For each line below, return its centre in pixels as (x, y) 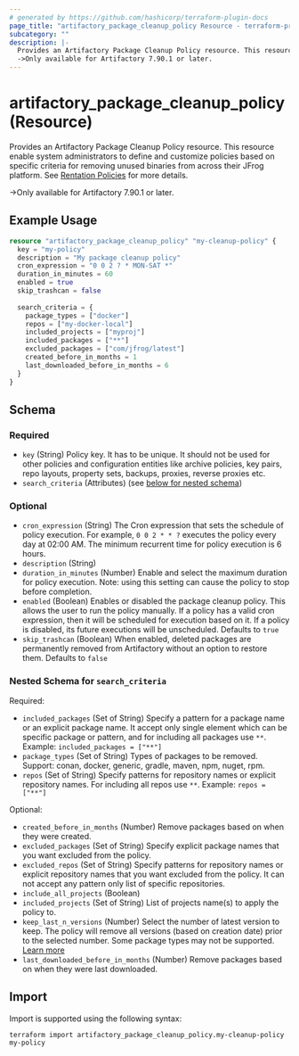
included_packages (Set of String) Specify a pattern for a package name (153, 718)
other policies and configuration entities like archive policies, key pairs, (152, 464)
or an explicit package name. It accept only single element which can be (154, 727)
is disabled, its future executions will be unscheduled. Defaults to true (150, 630)
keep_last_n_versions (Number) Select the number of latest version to (151, 921)
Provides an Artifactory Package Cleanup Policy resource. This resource (141, 146)
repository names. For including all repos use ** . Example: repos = (144, 784)
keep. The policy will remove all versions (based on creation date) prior (152, 931)
